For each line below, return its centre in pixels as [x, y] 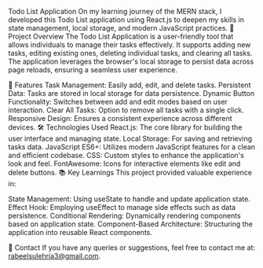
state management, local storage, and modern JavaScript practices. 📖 [121, 28]
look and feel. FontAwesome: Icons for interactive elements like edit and [124, 163]
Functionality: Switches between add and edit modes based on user [118, 102]
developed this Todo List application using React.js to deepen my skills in [126, 20]
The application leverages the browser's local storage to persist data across [131, 61]
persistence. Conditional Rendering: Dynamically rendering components [124, 216]
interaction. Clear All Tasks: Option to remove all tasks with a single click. [126, 110]
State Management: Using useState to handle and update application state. [130, 199]
